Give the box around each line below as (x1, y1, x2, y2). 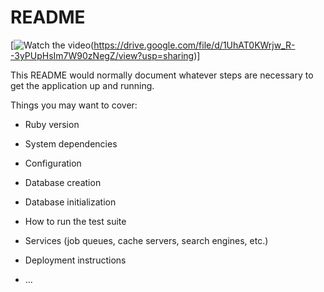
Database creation (24, 176, 102, 188)
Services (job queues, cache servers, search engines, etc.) (24, 234, 269, 246)
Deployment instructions (24, 254, 127, 266)
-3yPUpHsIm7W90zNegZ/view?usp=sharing (10, 49, 195, 61)
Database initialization (24, 196, 117, 208)
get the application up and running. (10, 79, 155, 91)
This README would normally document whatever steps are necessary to (10, 69, 314, 81)
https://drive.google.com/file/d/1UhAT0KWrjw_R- (93, 39, 296, 51)
